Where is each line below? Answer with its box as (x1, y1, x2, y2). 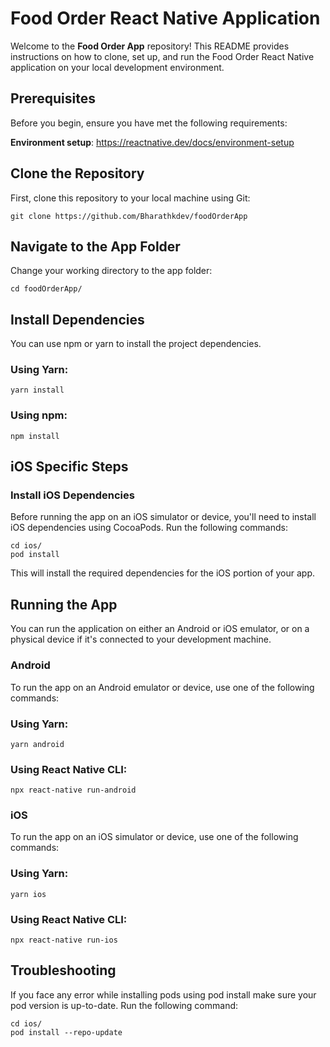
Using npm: (10, 408, 68, 422)
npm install (10, 431, 60, 441)
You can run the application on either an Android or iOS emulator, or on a (10, 623, 310, 635)
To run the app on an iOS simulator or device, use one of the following (10, 831, 299, 843)
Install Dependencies (10, 311, 145, 328)
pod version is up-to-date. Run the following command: (10, 999, 239, 1011)
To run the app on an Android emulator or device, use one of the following (10, 681, 315, 693)
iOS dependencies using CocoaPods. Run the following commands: (10, 522, 288, 534)
